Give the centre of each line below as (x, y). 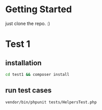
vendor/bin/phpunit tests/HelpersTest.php (51, 102)
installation (23, 63)
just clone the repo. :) (28, 23)
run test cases (29, 90)
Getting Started (39, 9)
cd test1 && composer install (37, 74)
